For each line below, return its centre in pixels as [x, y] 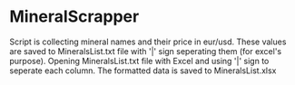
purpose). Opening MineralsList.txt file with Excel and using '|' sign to [139, 61]
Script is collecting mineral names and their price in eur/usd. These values [148, 42]
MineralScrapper [74, 17]
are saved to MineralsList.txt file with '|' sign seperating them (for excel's [146, 51]
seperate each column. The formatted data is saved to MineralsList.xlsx [143, 71]
